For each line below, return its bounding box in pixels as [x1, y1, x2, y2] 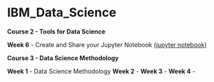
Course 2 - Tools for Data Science [7, 27, 105, 36]
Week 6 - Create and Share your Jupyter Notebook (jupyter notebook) [7, 40, 207, 49]
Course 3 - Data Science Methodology [7, 53, 119, 62]
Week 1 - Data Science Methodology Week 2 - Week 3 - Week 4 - [7, 67, 196, 75]
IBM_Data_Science [7, 5, 117, 20]
